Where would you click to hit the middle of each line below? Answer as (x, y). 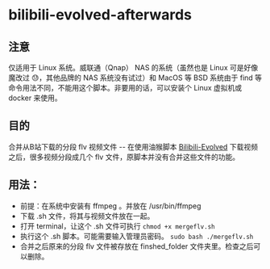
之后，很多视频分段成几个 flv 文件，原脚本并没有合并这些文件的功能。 (124, 157)
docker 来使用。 (35, 98)
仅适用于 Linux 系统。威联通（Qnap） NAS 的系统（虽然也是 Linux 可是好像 (133, 67)
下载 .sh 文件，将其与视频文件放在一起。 (87, 216)
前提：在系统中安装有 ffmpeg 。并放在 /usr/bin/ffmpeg (110, 206)
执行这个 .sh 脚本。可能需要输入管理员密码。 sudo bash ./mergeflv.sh (137, 236)
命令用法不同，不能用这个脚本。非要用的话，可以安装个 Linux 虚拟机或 (125, 88)
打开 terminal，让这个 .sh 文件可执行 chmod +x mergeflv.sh (117, 226)
